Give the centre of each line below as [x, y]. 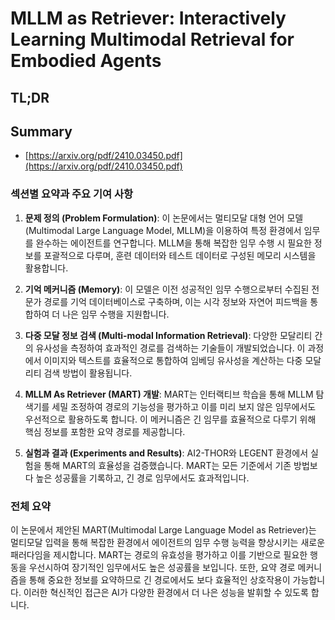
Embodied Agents [86, 61]
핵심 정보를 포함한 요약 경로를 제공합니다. [105, 431]
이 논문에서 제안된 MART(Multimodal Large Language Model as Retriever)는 [163, 529]
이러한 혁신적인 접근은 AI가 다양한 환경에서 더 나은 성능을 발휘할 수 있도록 [166, 592]
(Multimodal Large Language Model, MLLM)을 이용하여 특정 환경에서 [163, 230]
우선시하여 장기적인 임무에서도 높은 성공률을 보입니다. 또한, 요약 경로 [162, 567]
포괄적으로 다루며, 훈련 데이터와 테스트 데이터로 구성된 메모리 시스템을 [180, 255]
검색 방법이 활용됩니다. [88, 373]
